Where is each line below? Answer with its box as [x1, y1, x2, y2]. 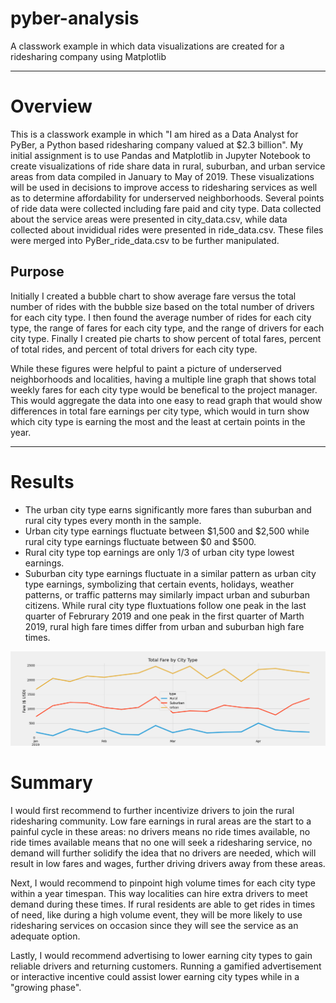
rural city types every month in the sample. [24, 514, 202, 526]
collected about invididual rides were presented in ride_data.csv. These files [10, 223, 324, 236]
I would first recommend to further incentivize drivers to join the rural [10, 804, 295, 816]
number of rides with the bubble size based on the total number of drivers [10, 300, 315, 312]
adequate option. [10, 930, 81, 942]
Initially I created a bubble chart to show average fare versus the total [10, 290, 297, 302]
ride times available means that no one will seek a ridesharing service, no [10, 836, 313, 848]
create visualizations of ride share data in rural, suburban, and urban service [10, 160, 326, 172]
